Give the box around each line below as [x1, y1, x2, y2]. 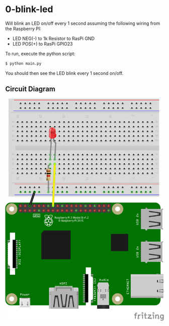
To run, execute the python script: [5, 51, 75, 57]
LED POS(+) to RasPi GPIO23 [12, 40, 73, 46]
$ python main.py [5, 61, 42, 66]
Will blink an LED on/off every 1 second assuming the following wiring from [5, 20, 160, 26]
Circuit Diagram [5, 85, 55, 94]
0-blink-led [5, 4, 53, 15]
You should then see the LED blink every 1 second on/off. [5, 70, 124, 76]
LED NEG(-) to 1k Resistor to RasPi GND [12, 35, 95, 41]
